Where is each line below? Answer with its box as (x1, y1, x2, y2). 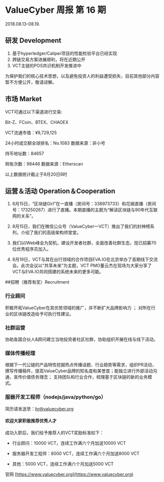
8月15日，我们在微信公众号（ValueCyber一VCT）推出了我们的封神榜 (12, 223, 150, 229)
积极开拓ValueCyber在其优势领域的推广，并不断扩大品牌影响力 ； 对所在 (5, 305, 151, 311)
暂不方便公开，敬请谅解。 (5, 79, 57, 85)
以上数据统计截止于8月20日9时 (5, 171, 68, 177)
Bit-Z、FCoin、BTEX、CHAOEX (5, 119, 69, 125)
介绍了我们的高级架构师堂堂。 (21, 230, 81, 236)
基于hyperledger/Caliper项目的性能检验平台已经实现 (12, 50, 117, 56)
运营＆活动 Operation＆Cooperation (5, 187, 116, 195)
